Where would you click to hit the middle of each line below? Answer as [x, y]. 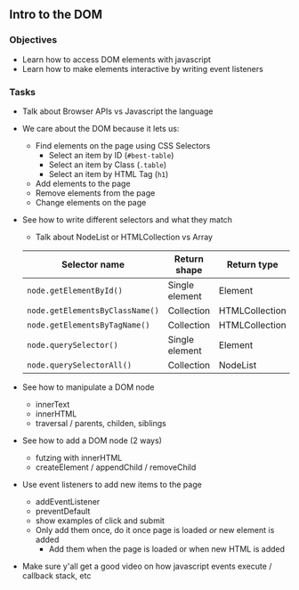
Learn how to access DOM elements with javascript [117, 59]
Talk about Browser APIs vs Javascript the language [117, 111]
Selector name [93, 264]
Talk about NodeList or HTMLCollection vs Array [124, 237]
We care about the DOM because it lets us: [101, 128]
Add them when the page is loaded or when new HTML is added [167, 549]
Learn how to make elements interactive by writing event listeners [143, 69]
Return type [252, 264]
